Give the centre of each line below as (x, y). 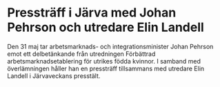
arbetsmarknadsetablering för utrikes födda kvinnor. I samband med (104, 61)
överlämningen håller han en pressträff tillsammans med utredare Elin (106, 68)
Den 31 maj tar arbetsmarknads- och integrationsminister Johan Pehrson (110, 46)
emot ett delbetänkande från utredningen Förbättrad (81, 54)
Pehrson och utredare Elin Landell (106, 27)
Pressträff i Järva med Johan (92, 13)
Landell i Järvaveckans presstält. (54, 76)
